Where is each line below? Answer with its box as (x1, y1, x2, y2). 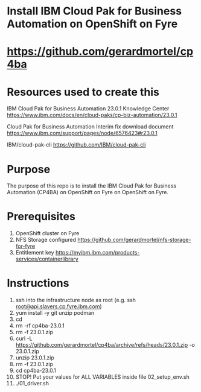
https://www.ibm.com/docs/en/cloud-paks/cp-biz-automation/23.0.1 (7, 112, 177, 119)
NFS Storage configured (15, 236, 77, 244)
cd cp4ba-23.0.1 (15, 367, 56, 375)
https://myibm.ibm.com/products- (55, 249, 140, 256)
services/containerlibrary (15, 255, 79, 263)
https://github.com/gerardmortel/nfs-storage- (77, 236, 192, 244)
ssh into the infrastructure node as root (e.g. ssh (15, 297, 136, 304)
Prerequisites (7, 210, 76, 224)
